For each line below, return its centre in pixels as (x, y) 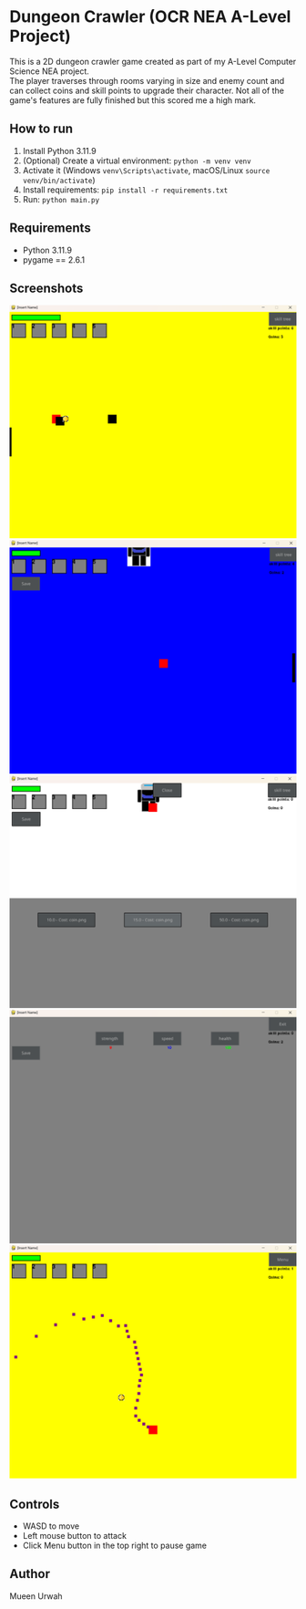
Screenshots (46, 288)
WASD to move (51, 1526)
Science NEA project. (49, 71)
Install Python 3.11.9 (60, 151)
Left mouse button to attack (75, 1536)
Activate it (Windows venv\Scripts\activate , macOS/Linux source (146, 170)
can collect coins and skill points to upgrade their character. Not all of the (147, 90)
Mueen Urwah (36, 1596)
